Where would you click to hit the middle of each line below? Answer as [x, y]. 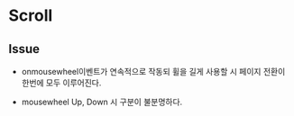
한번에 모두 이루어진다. [61, 83]
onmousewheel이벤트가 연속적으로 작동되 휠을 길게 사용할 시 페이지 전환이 [153, 71]
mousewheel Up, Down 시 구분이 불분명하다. [102, 102]
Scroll [31, 16]
